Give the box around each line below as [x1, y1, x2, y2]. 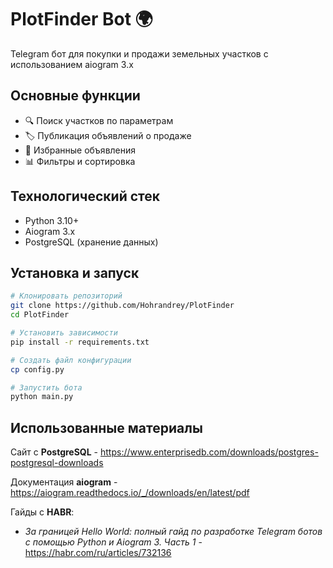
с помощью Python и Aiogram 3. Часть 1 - [24, 536, 203, 548]
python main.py [10, 392, 74, 402]
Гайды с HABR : [10, 506, 75, 518]
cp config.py [10, 364, 65, 375]
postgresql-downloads [10, 457, 104, 469]
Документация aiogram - [10, 476, 118, 488]
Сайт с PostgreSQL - [10, 446, 99, 458]
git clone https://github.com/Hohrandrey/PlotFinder [10, 301, 235, 311]
